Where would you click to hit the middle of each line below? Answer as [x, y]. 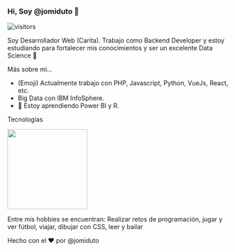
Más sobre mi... [30, 70]
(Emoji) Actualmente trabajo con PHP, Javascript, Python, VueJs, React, [123, 83]
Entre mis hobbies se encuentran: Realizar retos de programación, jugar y [115, 219]
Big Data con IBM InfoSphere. [61, 98]
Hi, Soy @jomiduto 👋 [43, 11]
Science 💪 [22, 55]
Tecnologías [25, 119]
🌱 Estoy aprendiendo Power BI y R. [68, 106]
